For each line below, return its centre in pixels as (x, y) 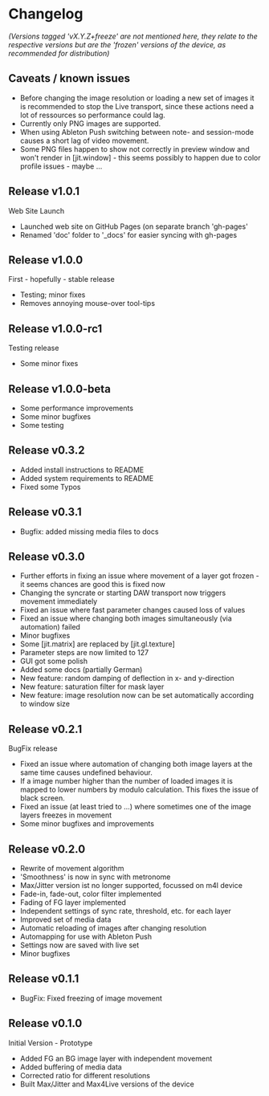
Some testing (42, 425)
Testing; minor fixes (53, 295)
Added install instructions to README (82, 470)
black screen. (43, 798)
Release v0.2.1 (45, 729)
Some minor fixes (49, 364)
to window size (45, 704)
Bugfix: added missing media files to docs (89, 532)
